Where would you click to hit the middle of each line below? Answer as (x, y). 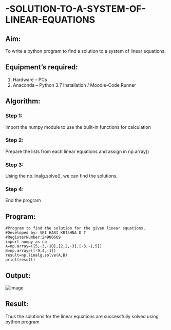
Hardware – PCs (30, 80)
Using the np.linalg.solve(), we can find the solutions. (62, 176)
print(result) (21, 260)
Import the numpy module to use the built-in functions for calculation (78, 127)
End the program (23, 200)
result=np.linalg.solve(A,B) (36, 255)
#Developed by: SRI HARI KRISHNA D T (46, 233)
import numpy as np (26, 242)
